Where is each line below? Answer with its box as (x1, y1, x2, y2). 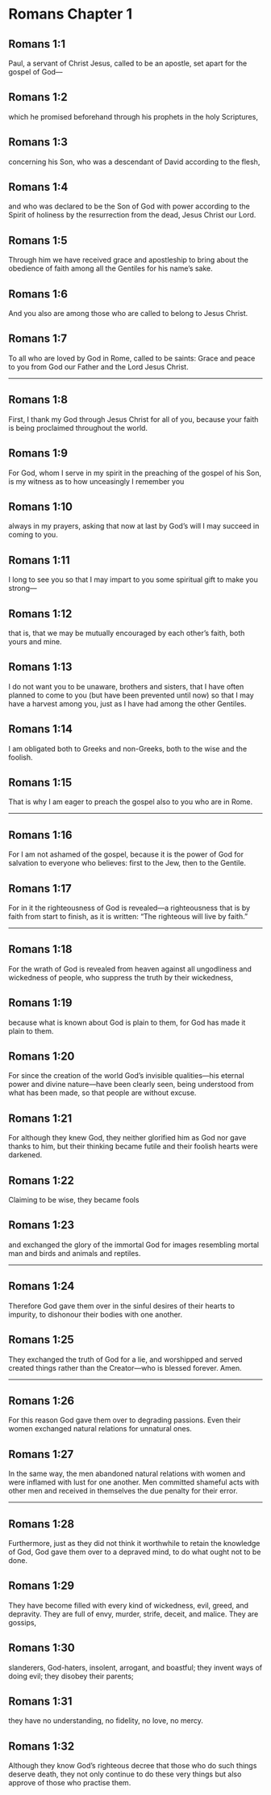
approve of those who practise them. (8, 1778, 131, 1788)
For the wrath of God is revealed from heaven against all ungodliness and (8, 963, 252, 974)
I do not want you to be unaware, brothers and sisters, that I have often (8, 681, 244, 691)
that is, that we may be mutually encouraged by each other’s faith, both (8, 628, 245, 638)
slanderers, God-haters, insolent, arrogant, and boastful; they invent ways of (8, 1662, 263, 1672)
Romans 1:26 (8, 1393, 75, 1407)
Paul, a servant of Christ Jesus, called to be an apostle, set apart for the (8, 58, 248, 68)
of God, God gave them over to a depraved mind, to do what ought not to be (8, 1547, 261, 1557)
